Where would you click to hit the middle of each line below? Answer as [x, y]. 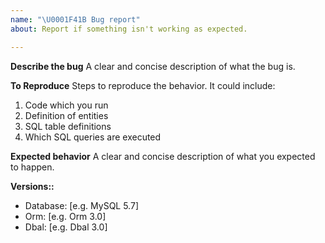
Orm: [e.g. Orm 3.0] [65, 216]
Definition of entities [66, 115]
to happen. [32, 167]
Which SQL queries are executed [93, 137]
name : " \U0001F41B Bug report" [75, 19]
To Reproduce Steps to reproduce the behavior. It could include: [143, 85]
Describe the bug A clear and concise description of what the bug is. [153, 66]
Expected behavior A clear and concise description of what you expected [163, 156]
